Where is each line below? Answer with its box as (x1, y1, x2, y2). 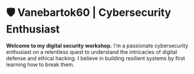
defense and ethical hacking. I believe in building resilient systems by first (6, 54, 186, 62)
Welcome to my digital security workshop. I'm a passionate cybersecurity (6, 42, 189, 49)
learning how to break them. (6, 61, 75, 68)
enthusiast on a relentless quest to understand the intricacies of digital (6, 48, 177, 55)
